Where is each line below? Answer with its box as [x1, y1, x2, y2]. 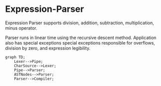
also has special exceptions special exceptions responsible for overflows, [5, 40, 155, 45]
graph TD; [5, 54, 26, 60]
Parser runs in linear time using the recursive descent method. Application [5, 35, 157, 41]
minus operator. [5, 25, 38, 31]
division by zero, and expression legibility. [5, 45, 91, 51]
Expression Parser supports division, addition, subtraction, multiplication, [5, 20, 155, 26]
